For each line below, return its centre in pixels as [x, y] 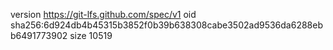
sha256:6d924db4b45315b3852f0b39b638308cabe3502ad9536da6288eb [167, 25]
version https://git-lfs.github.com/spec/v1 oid [103, 14]
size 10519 [91, 35]
